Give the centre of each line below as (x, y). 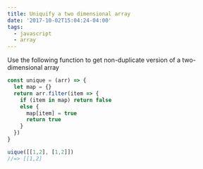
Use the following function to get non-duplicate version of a (94, 60)
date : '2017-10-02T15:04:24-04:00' (60, 20)
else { (30, 106)
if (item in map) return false (66, 100)
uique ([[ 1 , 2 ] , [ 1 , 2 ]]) (41, 152)
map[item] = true (51, 113)
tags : (15, 27)
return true (43, 120)
